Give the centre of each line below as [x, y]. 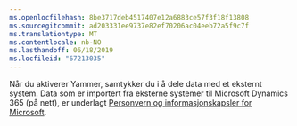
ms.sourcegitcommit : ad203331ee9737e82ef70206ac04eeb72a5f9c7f [129, 26]
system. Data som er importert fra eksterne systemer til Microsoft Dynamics [148, 93]
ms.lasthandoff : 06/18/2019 [62, 51]
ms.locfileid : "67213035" [57, 59]
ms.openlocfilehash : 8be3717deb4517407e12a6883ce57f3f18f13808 [129, 17]
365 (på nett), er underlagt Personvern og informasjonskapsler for [131, 102]
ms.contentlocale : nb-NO [55, 42]
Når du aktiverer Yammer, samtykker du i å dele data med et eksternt [136, 84]
